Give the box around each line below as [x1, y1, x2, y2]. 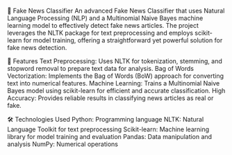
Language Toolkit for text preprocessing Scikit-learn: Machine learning [7, 125, 210, 133]
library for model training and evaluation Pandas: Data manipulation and [7, 133, 213, 140]
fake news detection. [7, 44, 67, 51]
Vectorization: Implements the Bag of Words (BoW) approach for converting [7, 72, 224, 80]
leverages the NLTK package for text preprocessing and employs [7, 28, 193, 37]
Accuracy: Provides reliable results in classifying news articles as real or [7, 94, 214, 102]
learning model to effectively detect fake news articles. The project [7, 22, 199, 29]
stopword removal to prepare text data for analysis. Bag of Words [7, 65, 194, 72]
